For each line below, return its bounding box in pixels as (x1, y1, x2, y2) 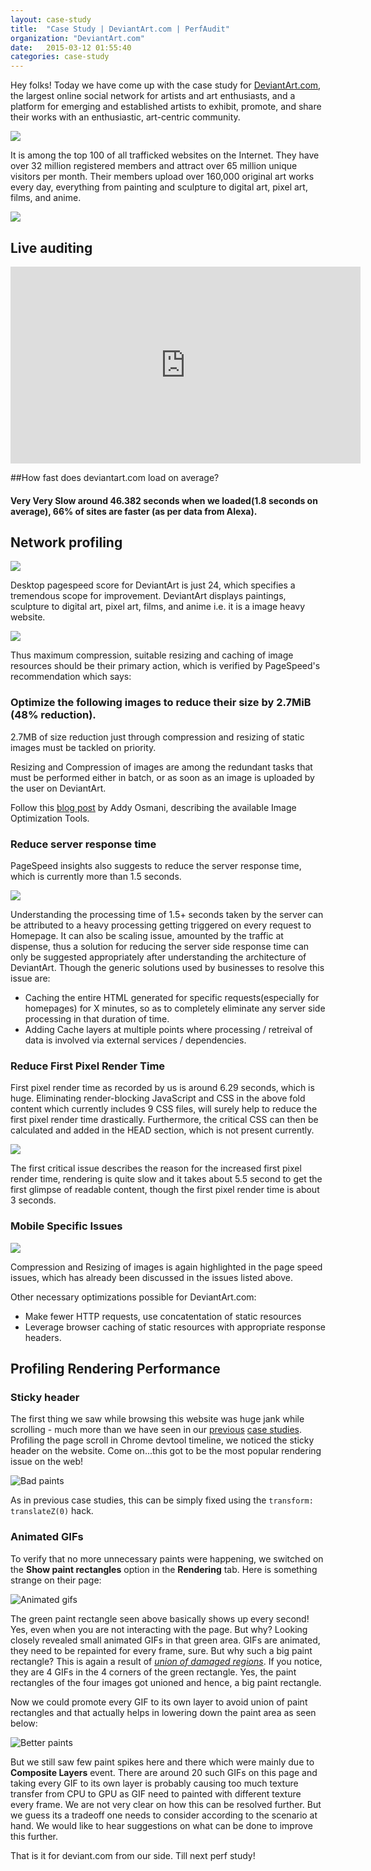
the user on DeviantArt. (10, 782, 107, 794)
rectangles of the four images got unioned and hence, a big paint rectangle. (10, 1676, 322, 1688)
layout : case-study (10, 14, 92, 25)
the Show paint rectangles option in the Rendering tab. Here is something (10, 1563, 318, 1575)
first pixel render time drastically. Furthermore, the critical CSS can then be (10, 1114, 319, 1126)
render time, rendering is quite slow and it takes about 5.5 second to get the (10, 1173, 323, 1185)
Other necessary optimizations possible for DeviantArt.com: (10, 1291, 257, 1303)
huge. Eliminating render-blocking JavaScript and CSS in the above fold (10, 1092, 306, 1105)
